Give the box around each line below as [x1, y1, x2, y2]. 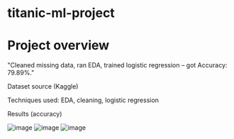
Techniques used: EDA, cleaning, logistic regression [7, 96, 160, 104]
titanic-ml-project [7, 5, 115, 21]
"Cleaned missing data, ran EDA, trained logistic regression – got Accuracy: [7, 61, 228, 69]
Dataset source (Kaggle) [7, 82, 79, 91]
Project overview [7, 38, 110, 54]
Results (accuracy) [7, 110, 62, 118]
